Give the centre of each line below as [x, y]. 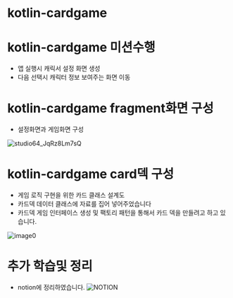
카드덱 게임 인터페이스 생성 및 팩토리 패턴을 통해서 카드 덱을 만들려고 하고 [118, 213]
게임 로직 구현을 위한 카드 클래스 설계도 [71, 195]
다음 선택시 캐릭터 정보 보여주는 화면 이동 [74, 77]
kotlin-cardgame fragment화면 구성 [111, 108]
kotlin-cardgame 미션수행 [82, 48]
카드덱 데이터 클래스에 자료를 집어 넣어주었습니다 [84, 204]
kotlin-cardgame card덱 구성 [91, 174]
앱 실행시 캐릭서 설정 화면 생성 [59, 68]
